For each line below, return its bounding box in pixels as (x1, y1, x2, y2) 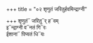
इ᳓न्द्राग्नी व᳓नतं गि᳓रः (6, 24, 46, 31)
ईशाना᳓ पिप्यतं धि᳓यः (6, 31, 45, 38)
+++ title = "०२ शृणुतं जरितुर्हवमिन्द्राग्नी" (6, 6, 88, 12)
